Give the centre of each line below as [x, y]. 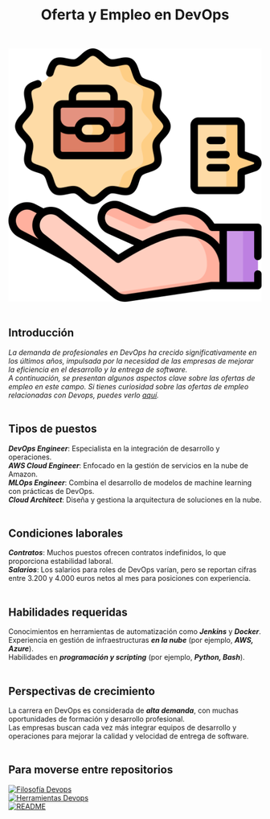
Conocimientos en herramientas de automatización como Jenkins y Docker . [135, 632]
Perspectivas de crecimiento [82, 691]
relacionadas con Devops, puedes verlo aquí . [84, 395]
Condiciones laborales [66, 533]
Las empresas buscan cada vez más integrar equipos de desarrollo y [123, 727]
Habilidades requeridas [68, 612]
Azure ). [21, 648]
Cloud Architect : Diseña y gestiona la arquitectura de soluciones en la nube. [135, 500]
